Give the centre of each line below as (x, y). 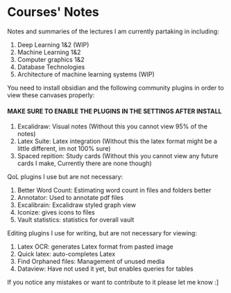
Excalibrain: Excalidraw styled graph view (77, 205)
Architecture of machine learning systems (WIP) (86, 74)
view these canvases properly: (51, 95)
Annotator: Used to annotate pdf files (70, 198)
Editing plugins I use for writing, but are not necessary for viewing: (102, 233)
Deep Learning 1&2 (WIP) (53, 44)
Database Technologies (51, 67)
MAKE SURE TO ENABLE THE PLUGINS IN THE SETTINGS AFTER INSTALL (114, 111)
